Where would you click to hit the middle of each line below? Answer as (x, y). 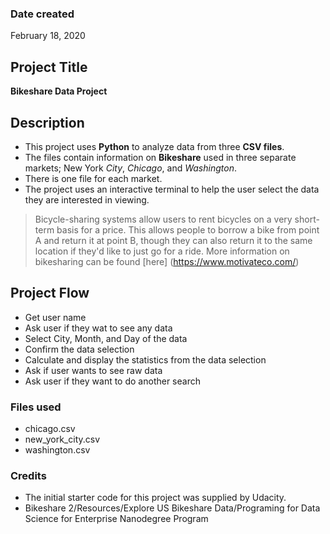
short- (307, 219)
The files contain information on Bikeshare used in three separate (160, 157)
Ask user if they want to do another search (112, 381)
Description (47, 122)
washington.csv (57, 450)
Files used (36, 407)
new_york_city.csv (62, 439)
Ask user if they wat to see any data (98, 328)
